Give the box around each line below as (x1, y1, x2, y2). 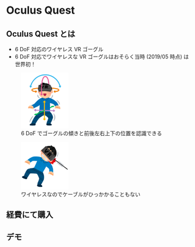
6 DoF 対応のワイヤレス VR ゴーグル (14, 46, 104, 52)
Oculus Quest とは (6, 29, 76, 39)
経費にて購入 (6, 210, 54, 220)
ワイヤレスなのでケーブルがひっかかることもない (21, 190, 141, 198)
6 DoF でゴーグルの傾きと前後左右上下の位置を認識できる (21, 129, 162, 137)
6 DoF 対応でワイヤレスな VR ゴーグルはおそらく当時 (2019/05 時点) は (14, 53, 189, 60)
